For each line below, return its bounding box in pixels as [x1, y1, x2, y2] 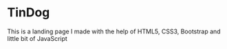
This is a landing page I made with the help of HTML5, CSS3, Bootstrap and [7, 27, 221, 35]
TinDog [7, 5, 50, 20]
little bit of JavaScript [7, 34, 67, 42]
